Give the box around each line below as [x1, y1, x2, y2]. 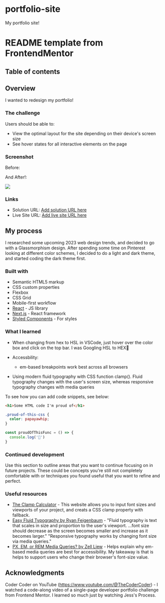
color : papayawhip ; [9, 417, 50, 421]
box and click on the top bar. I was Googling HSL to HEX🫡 [12, 345, 130, 351]
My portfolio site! [5, 20, 39, 26]
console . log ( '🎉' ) [9, 435, 45, 440]
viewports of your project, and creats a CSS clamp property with [12, 507, 143, 513]
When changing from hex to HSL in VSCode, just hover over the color [12, 339, 153, 345]
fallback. [12, 512, 30, 518]
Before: [5, 164, 20, 170]
